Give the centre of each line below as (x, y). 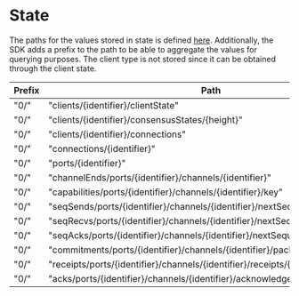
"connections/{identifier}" (102, 148)
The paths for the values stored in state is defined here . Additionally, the (141, 40)
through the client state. (53, 68)
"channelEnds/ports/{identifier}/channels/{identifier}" (160, 177)
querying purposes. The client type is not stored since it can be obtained (142, 59)
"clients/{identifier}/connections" (117, 134)
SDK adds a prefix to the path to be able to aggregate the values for (133, 49)
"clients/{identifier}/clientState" (114, 105)
